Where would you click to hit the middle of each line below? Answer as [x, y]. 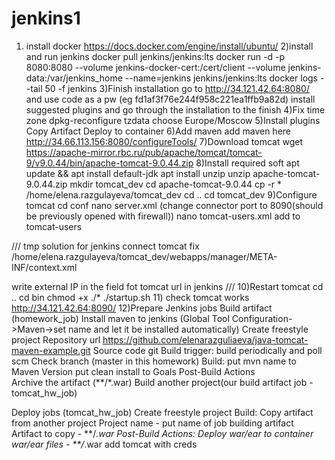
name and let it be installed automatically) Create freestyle [188, 329]
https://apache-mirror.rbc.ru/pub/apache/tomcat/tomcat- [144, 152]
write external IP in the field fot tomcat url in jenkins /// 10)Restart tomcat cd [167, 286]
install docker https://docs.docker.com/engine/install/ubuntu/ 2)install [169, 46]
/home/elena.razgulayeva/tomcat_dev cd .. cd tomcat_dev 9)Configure [171, 194]
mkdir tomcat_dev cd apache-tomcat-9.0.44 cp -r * [176, 184]
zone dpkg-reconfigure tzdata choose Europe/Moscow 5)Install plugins [173, 120]
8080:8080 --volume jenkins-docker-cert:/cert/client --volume [155, 67]
